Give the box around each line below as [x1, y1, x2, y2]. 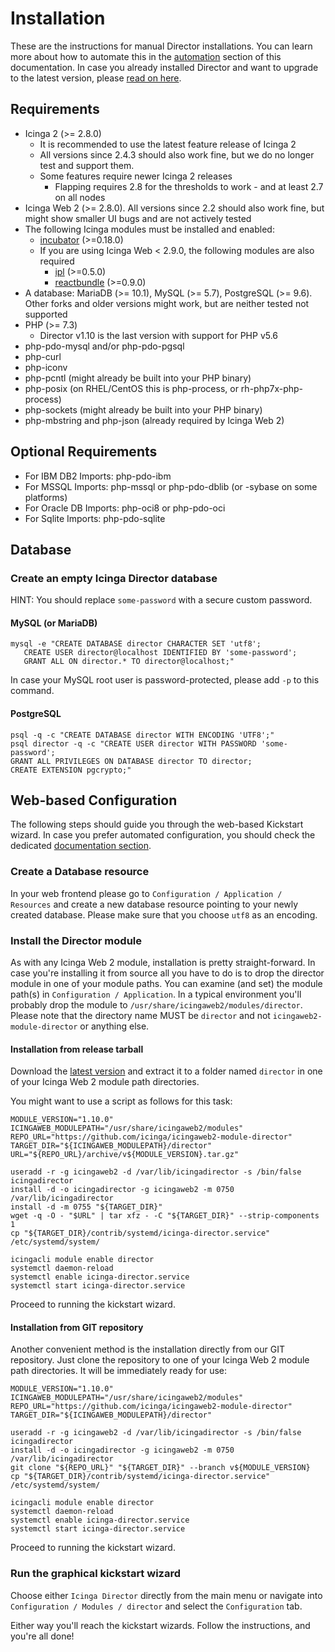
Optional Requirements [10, 443, 158, 461]
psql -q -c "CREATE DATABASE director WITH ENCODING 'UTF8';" [10, 730, 275, 740]
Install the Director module [10, 933, 143, 947]
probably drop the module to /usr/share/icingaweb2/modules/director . [10, 999, 303, 1011]
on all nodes [54, 191, 106, 203]
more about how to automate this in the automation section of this [10, 50, 282, 62]
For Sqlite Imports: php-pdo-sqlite [24, 512, 166, 524]
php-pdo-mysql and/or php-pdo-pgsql [24, 340, 185, 352]
